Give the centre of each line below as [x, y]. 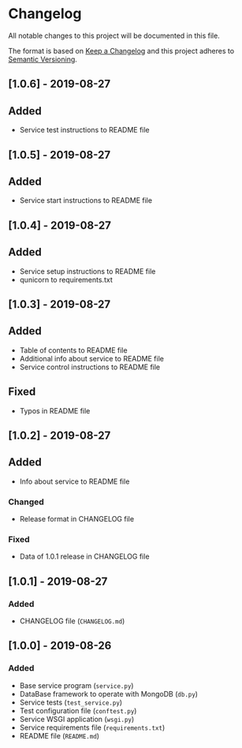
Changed [26, 502]
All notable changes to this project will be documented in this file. [114, 36]
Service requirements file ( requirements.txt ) [92, 727]
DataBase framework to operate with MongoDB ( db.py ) [109, 694]
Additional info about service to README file [91, 358]
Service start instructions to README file [86, 200]
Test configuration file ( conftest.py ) [78, 710]
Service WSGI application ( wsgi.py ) [77, 719]
